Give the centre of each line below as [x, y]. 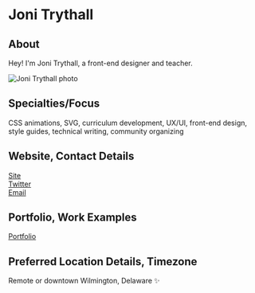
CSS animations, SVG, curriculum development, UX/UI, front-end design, [128, 123]
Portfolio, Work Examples [73, 218]
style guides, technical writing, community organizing [96, 131]
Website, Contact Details [71, 156]
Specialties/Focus [54, 104]
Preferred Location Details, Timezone [103, 262]
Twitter [20, 184]
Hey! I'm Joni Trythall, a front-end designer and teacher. [100, 63]
